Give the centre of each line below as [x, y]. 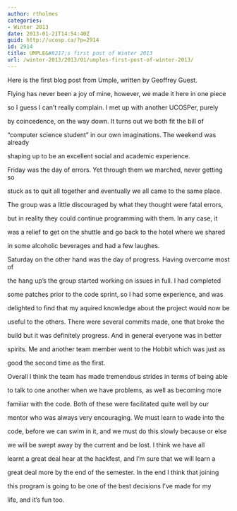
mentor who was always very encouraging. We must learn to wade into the [116, 417]
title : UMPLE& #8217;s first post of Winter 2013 [80, 54]
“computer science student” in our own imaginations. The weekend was [112, 134]
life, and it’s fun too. [36, 500]
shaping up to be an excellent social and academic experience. [99, 155]
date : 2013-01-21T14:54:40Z [49, 34]
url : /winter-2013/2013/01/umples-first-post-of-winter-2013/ [101, 60]
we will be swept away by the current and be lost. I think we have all [106, 445]
